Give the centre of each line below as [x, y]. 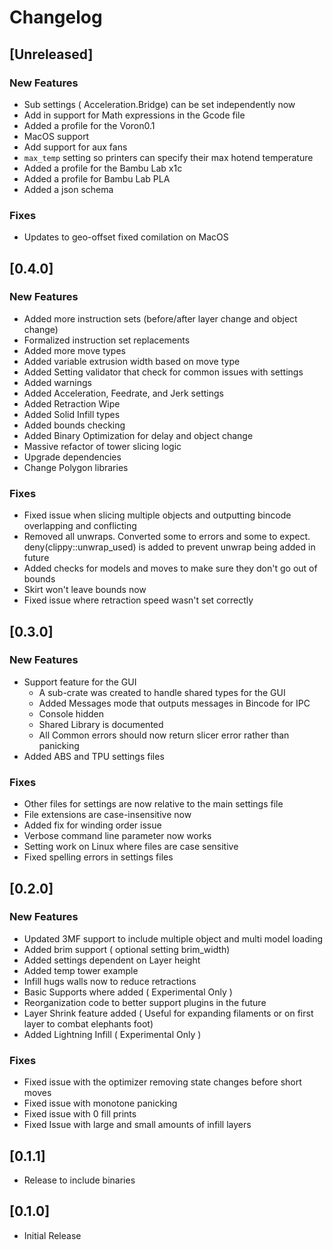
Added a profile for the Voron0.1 [89, 125]
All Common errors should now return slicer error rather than [164, 735]
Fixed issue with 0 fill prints [80, 1114]
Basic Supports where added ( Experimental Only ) [128, 992]
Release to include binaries [79, 1180]
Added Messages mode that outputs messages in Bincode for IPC [174, 703]
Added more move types [74, 350]
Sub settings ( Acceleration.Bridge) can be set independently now [159, 104]
